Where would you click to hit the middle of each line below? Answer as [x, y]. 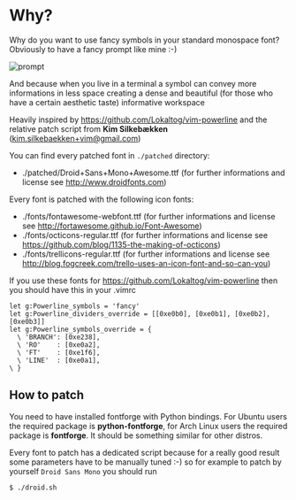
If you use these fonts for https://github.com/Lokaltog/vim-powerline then [144, 281]
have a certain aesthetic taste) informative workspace [107, 102]
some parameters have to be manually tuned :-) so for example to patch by [146, 462]
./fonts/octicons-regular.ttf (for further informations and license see [144, 235]
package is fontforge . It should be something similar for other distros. [136, 435]
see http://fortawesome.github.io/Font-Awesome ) [112, 226]
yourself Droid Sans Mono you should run [83, 471]
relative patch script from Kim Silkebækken [89, 128]
